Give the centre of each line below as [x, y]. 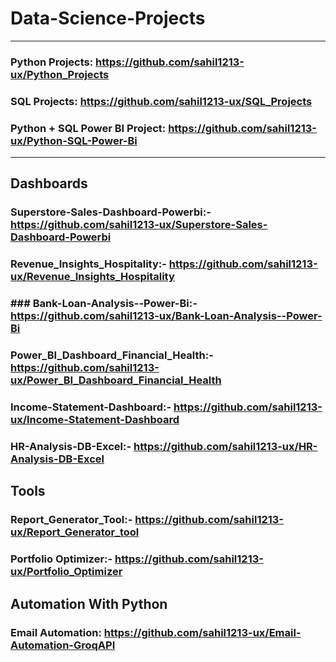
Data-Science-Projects [108, 18]
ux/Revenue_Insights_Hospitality [92, 277]
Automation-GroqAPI [63, 645]
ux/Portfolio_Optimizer [66, 572]
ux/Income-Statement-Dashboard [95, 420]
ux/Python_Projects [60, 74]
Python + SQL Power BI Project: [88, 128]
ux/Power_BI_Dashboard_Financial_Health [116, 380]
